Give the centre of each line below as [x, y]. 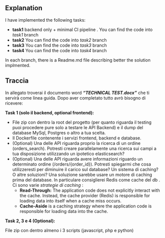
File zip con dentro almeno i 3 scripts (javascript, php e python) [69, 230]
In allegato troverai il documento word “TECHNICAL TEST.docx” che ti [77, 93]
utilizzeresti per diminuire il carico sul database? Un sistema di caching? [85, 169]
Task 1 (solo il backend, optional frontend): [50, 112]
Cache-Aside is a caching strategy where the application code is [85, 206]
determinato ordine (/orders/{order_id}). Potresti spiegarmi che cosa [82, 164]
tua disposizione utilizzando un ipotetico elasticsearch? [68, 153]
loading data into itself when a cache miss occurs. [70, 201]
